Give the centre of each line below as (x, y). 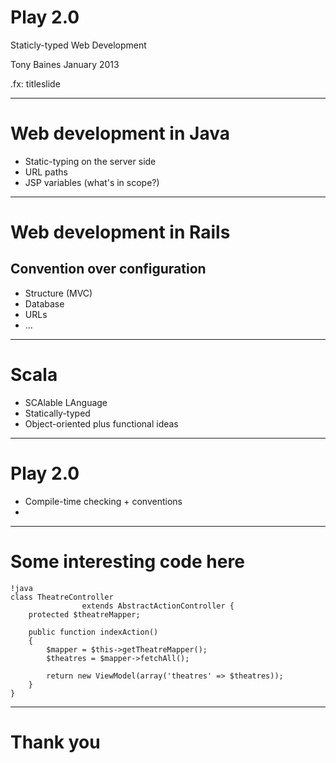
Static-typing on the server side (90, 161)
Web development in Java (120, 133)
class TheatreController (62, 597)
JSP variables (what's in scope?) (92, 182)
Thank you (55, 742)
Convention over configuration (108, 269)
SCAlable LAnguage (66, 402)
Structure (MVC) (58, 293)
